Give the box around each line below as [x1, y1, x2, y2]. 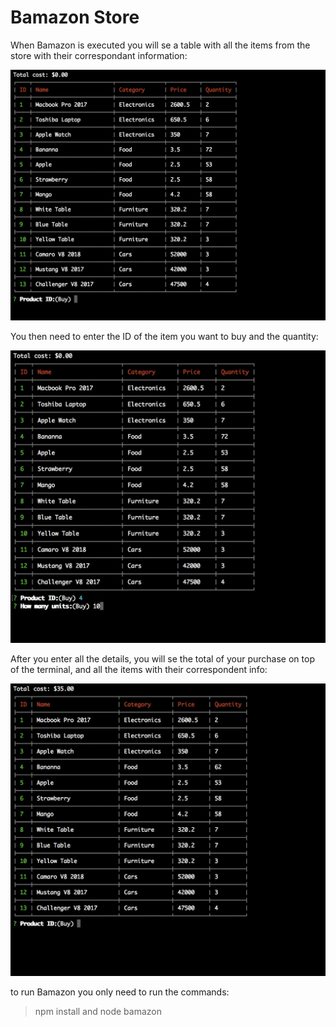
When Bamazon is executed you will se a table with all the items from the [10, 39, 311, 51]
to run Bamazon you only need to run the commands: [10, 986, 230, 998]
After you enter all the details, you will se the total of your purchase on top [10, 652, 315, 665]
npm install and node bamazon [34, 1005, 162, 1017]
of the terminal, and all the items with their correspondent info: [10, 663, 268, 675]
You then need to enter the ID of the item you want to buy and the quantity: [10, 331, 319, 343]
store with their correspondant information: [10, 49, 188, 61]
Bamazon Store [10, 6, 140, 29]
